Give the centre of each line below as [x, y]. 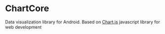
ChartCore [27, 8]
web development [23, 27]
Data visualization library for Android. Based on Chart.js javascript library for [83, 22]
